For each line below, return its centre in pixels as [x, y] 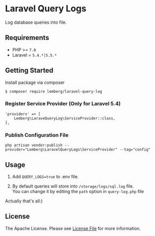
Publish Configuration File [37, 135]
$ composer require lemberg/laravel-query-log [54, 91]
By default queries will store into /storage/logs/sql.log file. [73, 186]
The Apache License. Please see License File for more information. [73, 228]
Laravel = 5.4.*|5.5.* [34, 55]
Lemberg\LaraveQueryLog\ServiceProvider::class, [65, 118]
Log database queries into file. [36, 22]
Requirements [27, 38]
